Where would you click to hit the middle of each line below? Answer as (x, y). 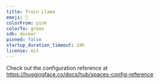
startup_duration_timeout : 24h (46, 46)
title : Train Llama (31, 12)
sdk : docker (21, 34)
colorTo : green (25, 28)
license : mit (23, 51)
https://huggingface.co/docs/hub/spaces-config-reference (80, 74)
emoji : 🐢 (17, 17)
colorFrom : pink (27, 23)
